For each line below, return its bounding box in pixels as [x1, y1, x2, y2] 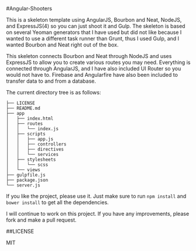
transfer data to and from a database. [6, 77, 97, 84]
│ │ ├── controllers [6, 141, 67, 147]
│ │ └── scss [6, 162, 49, 168]
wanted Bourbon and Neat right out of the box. [6, 41, 119, 48]
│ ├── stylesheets [6, 157, 57, 162]
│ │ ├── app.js [6, 136, 54, 142]
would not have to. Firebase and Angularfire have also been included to [6, 72, 178, 78]
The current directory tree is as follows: [6, 89, 101, 96]
